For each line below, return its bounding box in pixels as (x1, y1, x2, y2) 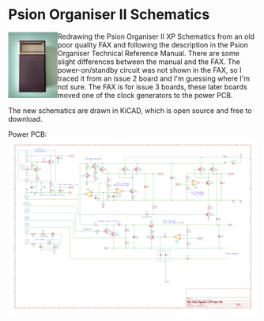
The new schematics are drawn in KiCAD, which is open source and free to (8, 105, 252, 115)
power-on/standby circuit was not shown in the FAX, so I (58, 65, 242, 74)
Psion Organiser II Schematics (8, 6, 210, 24)
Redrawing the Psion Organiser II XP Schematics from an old (58, 32, 255, 41)
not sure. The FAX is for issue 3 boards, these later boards (58, 81, 247, 92)
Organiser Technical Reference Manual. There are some (58, 48, 239, 58)
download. (8, 114, 43, 123)
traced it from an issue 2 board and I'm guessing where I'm (58, 74, 251, 83)
